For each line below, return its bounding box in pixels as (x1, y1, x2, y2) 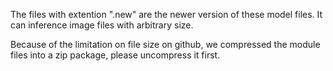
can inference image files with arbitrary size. (10, 19, 194, 31)
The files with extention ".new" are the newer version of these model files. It (10, 9, 323, 20)
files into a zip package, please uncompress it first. (10, 49, 221, 61)
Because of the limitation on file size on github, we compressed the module (10, 39, 321, 50)
